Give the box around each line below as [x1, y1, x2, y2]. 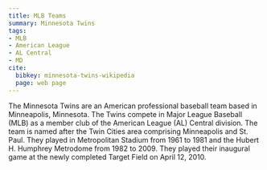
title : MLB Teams [8, 11, 67, 20]
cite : [8, 64, 27, 72]
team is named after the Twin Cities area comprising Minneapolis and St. [8, 126, 249, 136]
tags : [8, 26, 27, 34]
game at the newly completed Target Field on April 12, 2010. [8, 152, 207, 161]
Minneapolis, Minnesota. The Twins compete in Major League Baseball [8, 109, 243, 119]
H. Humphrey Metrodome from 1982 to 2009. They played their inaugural [8, 144, 251, 153]
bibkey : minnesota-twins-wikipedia [15, 71, 135, 79]
